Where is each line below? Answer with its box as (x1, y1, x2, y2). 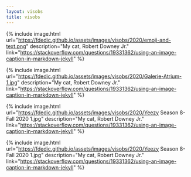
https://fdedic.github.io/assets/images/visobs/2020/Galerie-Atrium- (18, 73, 182, 80)
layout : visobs (6, 8, 43, 15)
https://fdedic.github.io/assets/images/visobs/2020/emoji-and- (18, 36, 171, 43)
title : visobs (6, 14, 41, 20)
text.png (6, 42, 26, 50)
